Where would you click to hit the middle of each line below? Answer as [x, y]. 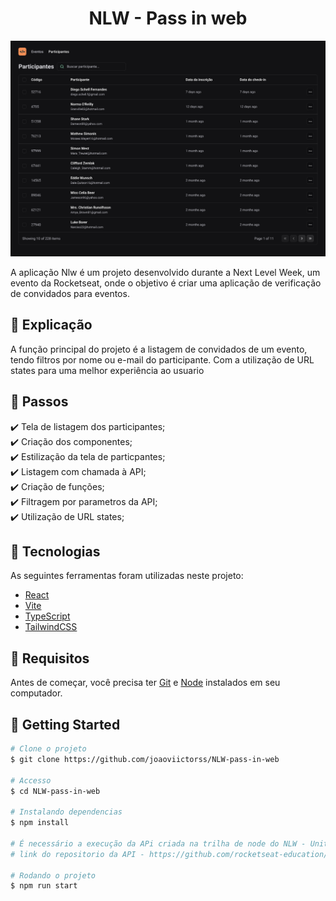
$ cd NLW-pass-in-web [55, 791]
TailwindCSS [51, 627]
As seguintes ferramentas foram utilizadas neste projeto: [127, 576]
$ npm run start [44, 886]
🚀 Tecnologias [55, 551]
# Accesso [31, 780]
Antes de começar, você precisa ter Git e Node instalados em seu [145, 683]
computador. [36, 693]
